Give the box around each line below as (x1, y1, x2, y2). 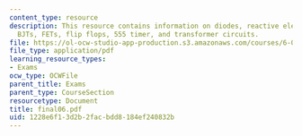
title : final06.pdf (9, 105, 83, 114)
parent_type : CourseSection (9, 88, 115, 97)
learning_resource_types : (9, 55, 106, 64)
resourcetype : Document (9, 96, 99, 106)
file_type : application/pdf (9, 47, 115, 55)
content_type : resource (9, 13, 99, 22)
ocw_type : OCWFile (9, 72, 78, 81)
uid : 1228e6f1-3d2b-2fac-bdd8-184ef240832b (9, 113, 175, 122)
